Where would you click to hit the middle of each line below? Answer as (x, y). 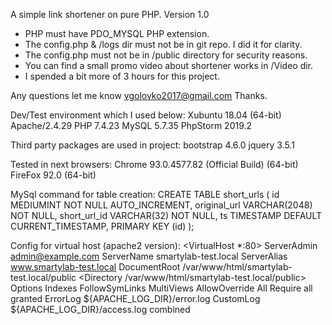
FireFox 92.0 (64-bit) (53, 175)
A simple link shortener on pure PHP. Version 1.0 (110, 14)
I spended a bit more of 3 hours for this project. (122, 76)
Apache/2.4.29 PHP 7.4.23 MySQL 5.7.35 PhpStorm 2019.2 (131, 125)
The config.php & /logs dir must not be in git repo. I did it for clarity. (163, 44)
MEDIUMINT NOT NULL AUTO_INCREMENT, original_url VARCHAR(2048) (161, 205)
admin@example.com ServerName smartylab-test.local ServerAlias (149, 256)
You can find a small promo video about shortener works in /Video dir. (169, 65)
